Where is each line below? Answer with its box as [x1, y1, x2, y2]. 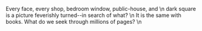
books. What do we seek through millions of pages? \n [5, 18, 142, 25]
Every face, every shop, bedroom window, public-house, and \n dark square [5, 5, 197, 12]
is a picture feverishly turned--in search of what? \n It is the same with [5, 12, 181, 19]
